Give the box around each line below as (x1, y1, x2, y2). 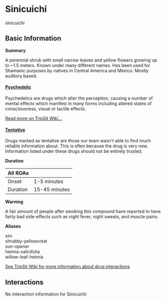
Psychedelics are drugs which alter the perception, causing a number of (5, 95, 153, 101)
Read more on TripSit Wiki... (5, 115, 62, 121)
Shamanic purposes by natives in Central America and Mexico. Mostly (5, 67, 149, 73)
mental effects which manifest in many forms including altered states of (5, 100, 152, 106)
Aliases (5, 223, 21, 229)
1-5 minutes (33, 178, 64, 185)
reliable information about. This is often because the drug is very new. (5, 143, 148, 149)
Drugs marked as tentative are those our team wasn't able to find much (5, 138, 151, 144)
